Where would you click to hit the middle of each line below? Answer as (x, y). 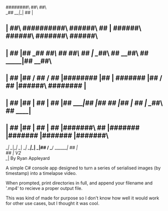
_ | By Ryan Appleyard (28, 158)
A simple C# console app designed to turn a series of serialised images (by (83, 168)
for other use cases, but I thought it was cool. (53, 203)
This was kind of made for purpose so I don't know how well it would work (82, 198)
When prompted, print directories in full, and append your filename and (79, 183)
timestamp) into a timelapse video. (41, 173)
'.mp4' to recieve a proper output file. (44, 188)
